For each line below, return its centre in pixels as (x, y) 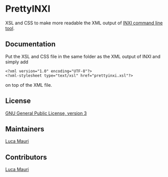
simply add (17, 62)
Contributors (26, 157)
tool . (10, 28)
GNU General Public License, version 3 (46, 113)
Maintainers (25, 129)
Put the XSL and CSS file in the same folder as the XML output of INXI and (83, 56)
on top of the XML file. (29, 85)
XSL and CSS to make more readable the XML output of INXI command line (84, 23)
